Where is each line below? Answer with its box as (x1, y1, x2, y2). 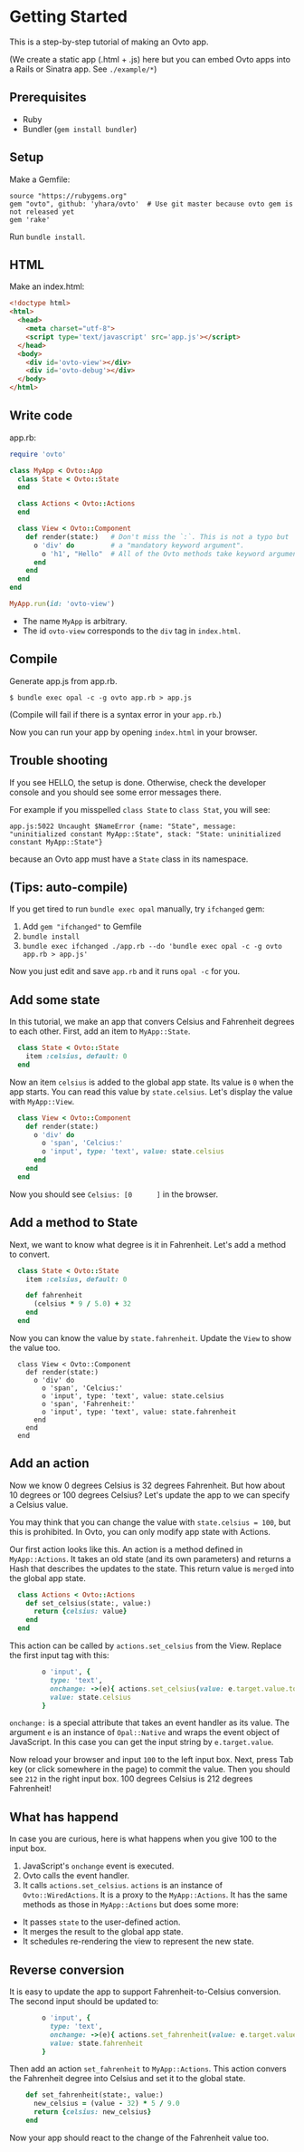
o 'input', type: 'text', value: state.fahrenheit (42, 1407, 237, 1416)
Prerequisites (9, 90, 87, 105)
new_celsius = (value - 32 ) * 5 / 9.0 (33, 2099, 180, 2109)
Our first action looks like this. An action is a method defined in (9, 1543, 243, 1555)
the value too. (9, 1342, 61, 1353)
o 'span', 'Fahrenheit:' (42, 1399, 136, 1408)
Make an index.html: (9, 281, 85, 292)
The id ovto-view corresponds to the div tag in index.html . (22, 625, 242, 636)
